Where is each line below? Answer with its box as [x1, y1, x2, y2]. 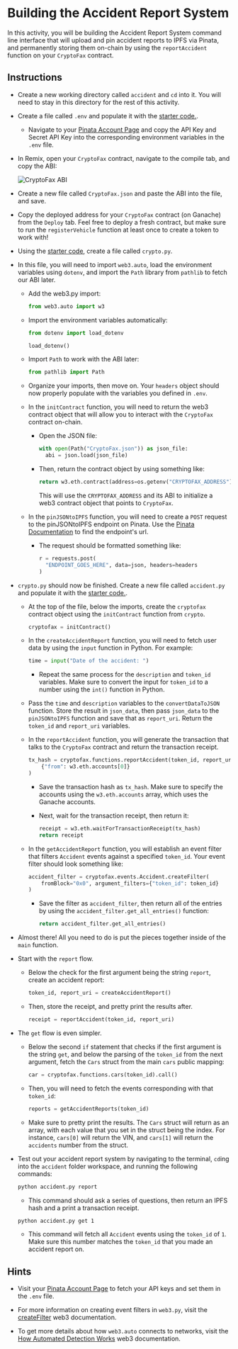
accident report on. [28, 1245, 85, 1253]
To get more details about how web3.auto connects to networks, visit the [17, 1327, 229, 1336]
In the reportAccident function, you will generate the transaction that [28, 735, 229, 744]
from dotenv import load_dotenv [28, 329, 124, 337]
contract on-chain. [28, 418, 83, 427]
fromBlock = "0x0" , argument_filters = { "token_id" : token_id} [41, 880, 220, 887]
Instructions [7, 72, 62, 84]
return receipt [38, 831, 84, 839]
